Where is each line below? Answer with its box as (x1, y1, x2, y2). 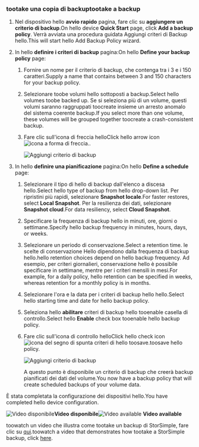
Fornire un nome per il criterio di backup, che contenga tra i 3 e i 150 (23, 66, 191, 74)
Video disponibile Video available (54, 410, 182, 417)
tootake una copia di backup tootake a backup (6, 5, 141, 13)
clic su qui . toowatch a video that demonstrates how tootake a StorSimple (6, 428, 185, 435)
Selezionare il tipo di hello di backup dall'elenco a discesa (23, 180, 165, 188)
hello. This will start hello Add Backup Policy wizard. (14, 37, 141, 45)
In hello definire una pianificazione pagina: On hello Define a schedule (14, 163, 189, 170)
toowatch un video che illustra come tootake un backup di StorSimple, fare (6, 422, 189, 429)
